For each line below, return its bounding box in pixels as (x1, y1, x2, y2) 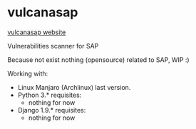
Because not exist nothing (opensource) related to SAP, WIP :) (7, 55, 190, 64)
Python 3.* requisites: (17, 91, 82, 99)
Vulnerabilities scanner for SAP (7, 41, 99, 50)
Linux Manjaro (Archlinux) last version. (17, 83, 131, 91)
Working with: (7, 69, 48, 78)
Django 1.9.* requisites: (17, 105, 86, 114)
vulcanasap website (7, 28, 66, 36)
